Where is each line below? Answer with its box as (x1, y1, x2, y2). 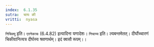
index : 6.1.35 (5, 7, 38, 13)
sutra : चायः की (5, 12, 36, 17)
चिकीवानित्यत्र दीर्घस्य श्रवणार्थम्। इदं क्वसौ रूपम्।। (5, 36, 87, 42)
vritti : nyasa (5, 17, 38, 22)
